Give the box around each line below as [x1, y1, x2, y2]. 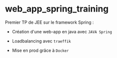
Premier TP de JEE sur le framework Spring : [5, 19, 94, 25]
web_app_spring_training [5, 3, 109, 14]
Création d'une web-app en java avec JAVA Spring [12, 29, 112, 34]
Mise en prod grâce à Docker [12, 47, 69, 53]
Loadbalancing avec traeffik [12, 38, 71, 44]
